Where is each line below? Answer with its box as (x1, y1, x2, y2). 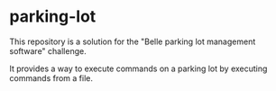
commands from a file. (9, 72, 93, 83)
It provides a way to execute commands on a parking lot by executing (9, 63, 268, 74)
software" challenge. (9, 45, 87, 56)
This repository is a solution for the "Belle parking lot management (9, 36, 256, 47)
